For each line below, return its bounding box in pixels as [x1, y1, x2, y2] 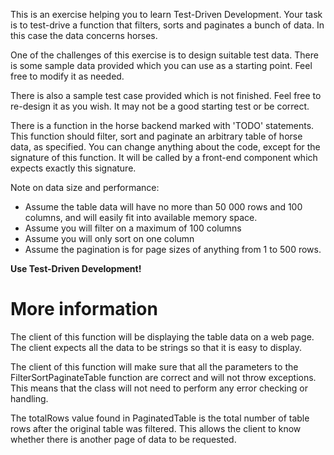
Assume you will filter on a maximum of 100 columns [24, 222, 242, 234]
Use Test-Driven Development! [10, 263, 142, 274]
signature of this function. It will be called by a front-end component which [10, 152, 318, 163]
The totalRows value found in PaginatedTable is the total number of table [10, 412, 310, 424]
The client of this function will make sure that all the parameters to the [10, 360, 299, 373]
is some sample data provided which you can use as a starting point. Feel [10, 60, 313, 71]
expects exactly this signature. [10, 162, 137, 174]
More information [10, 298, 158, 321]
